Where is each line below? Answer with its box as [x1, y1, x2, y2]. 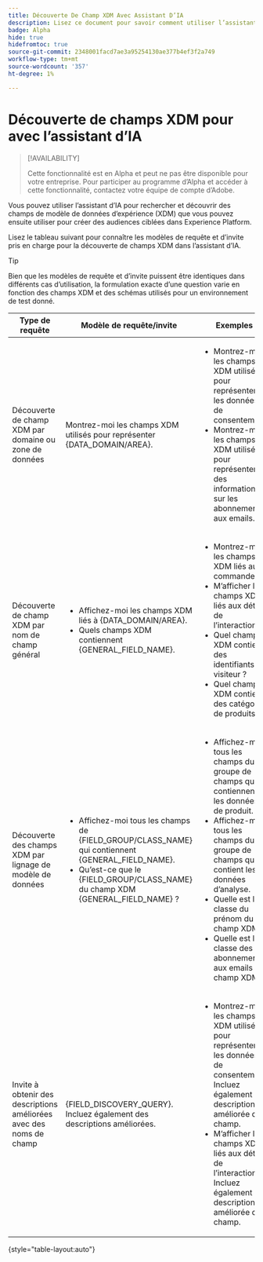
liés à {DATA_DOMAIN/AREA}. [78, 614, 188, 625]
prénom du [213, 913, 254, 924]
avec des [12, 1118, 45, 1129]
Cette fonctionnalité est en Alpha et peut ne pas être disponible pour [27, 168, 248, 177]
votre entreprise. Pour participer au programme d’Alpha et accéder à [27, 177, 248, 186]
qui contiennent [78, 844, 137, 855]
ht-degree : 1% [8, 70, 55, 78]
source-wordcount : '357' [8, 63, 89, 71]
